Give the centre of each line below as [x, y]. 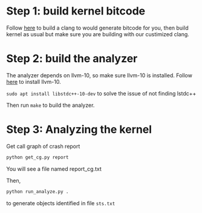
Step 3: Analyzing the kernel [79, 129]
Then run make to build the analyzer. [50, 105]
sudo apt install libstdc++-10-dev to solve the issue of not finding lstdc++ [101, 93]
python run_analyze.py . [37, 191]
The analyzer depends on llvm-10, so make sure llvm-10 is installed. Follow [99, 75]
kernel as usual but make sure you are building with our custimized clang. [98, 34]
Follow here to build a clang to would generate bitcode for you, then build [97, 28]
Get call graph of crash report [43, 146]
